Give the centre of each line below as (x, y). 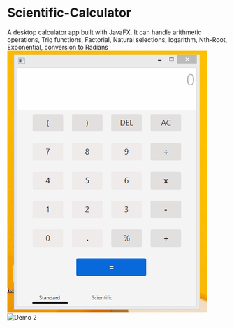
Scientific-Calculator (69, 13)
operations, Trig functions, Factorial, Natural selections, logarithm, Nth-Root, (117, 39)
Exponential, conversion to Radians (58, 47)
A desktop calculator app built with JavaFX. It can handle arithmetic (104, 32)
